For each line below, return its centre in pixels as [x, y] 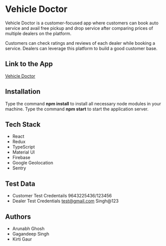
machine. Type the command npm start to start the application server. [77, 109]
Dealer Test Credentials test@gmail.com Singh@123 [65, 201]
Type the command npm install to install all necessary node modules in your [83, 103]
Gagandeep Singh [31, 234]
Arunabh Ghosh [28, 229]
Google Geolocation [33, 163]
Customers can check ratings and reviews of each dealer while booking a [80, 43]
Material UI [24, 152]
